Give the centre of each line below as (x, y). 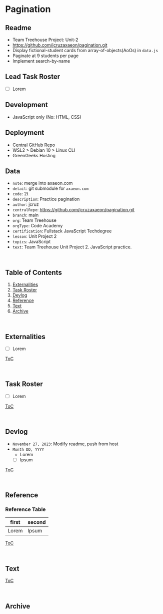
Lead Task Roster (33, 77)
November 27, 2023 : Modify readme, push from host (65, 444)
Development (27, 105)
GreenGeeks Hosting (34, 155)
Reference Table (25, 509)
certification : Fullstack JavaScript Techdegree (62, 231)
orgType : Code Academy (37, 226)
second (36, 522)
